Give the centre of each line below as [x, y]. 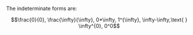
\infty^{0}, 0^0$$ [99, 26]
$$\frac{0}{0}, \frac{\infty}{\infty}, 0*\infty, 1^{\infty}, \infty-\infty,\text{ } [99, 20]
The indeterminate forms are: [42, 8]
